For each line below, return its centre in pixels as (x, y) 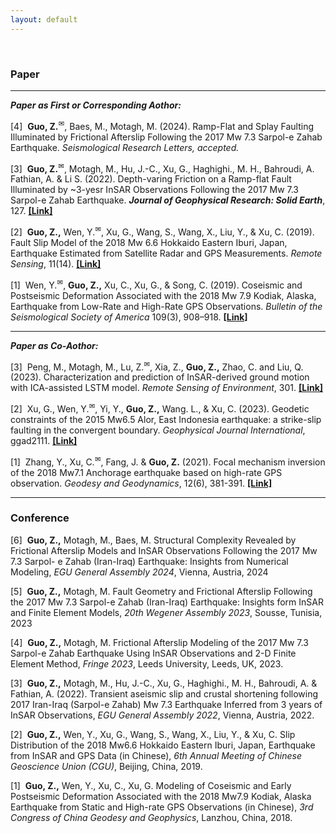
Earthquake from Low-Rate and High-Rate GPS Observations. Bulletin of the (166, 306)
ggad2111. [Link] (44, 440)
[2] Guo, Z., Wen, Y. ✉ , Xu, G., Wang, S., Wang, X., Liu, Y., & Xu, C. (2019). (162, 231)
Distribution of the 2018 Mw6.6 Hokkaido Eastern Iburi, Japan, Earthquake (163, 745)
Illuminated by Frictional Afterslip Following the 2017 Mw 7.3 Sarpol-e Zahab (166, 137)
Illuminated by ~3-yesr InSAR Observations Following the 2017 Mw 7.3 (155, 190)
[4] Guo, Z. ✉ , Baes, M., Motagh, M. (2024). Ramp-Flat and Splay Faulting (162, 125)
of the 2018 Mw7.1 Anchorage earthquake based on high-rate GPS (146, 472)
